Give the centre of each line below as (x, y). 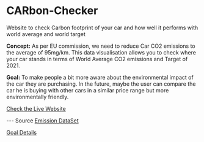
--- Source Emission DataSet (43, 121)
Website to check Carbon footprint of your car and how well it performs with (102, 28)
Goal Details (22, 132)
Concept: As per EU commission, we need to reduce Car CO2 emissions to (101, 46)
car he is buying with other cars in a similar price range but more (88, 90)
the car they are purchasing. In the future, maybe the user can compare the (101, 84)
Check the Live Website (36, 108)
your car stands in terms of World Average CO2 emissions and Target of (97, 59)
